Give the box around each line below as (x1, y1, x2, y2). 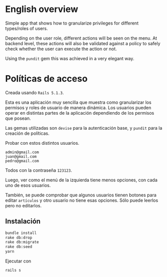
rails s (5, 268, 21, 273)
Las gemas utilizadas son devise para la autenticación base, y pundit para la (5, 125, 162, 131)
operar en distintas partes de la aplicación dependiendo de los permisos (5, 110, 154, 116)
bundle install (5, 230, 37, 235)
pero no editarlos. (5, 202, 42, 208)
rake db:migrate (5, 239, 39, 245)
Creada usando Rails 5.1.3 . (5, 89, 64, 96)
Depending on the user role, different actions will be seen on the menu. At (5, 35, 157, 41)
